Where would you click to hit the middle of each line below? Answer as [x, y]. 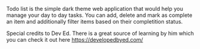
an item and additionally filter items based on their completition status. [95, 21]
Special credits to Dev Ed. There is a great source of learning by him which [100, 33]
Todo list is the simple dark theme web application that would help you [95, 9]
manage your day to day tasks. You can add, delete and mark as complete [99, 15]
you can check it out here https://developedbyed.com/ [75, 40]
